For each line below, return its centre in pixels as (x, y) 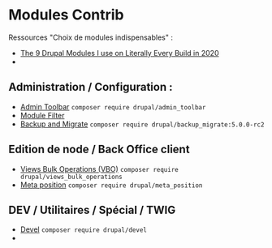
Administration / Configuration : (91, 87)
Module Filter (42, 115)
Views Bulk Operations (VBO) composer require (99, 169)
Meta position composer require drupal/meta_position (111, 185)
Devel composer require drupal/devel (84, 229)
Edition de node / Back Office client (99, 150)
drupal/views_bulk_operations (71, 177)
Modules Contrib (66, 15)
